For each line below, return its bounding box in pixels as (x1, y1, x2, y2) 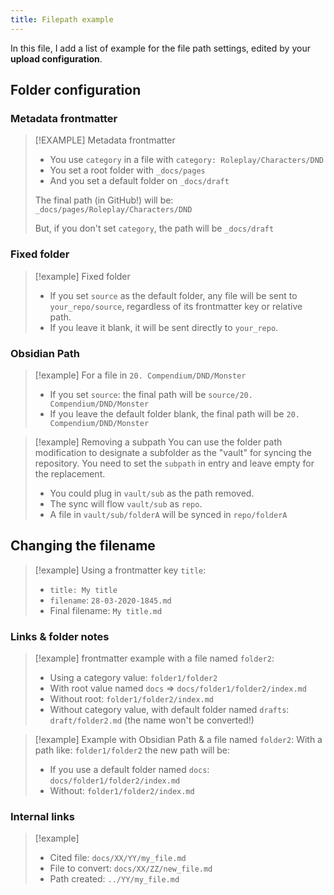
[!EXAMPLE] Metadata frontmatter (34, 134, 176, 146)
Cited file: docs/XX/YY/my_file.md (49, 852, 187, 864)
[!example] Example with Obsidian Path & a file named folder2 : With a (34, 734, 323, 746)
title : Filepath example (10, 14, 114, 25)
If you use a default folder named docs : (49, 764, 210, 776)
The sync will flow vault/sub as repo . (49, 497, 203, 510)
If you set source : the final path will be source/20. (49, 388, 253, 400)
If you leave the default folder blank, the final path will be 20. (49, 407, 300, 420)
